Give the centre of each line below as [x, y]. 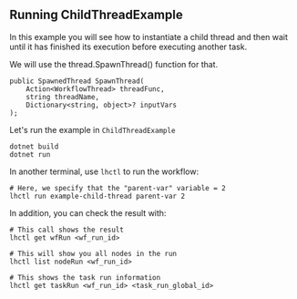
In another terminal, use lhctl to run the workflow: [104, 171]
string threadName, [63, 97]
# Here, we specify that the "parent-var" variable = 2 [118, 188]
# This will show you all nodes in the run [93, 253]
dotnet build [34, 146]
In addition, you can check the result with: [88, 212]
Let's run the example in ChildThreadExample [92, 129]
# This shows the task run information [85, 277]
